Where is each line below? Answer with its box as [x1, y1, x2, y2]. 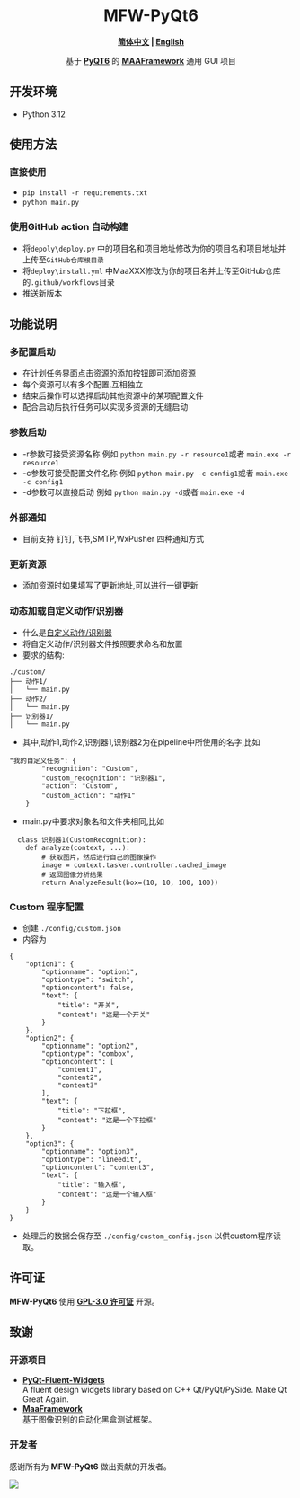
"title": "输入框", [57, 1180, 127, 1189]
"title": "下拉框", [57, 1106, 127, 1115]
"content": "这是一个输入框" [57, 1190, 157, 1199]
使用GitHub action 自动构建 [9, 221, 128, 234]
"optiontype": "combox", [41, 1049, 135, 1059]
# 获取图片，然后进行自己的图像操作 [41, 853, 157, 862]
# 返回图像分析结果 [41, 870, 103, 879]
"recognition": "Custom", [41, 764, 139, 773]
